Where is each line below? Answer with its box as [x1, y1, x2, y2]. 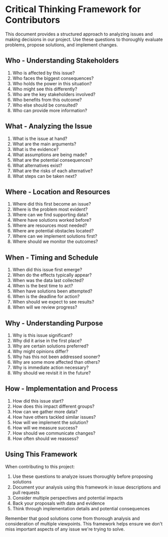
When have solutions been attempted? [12, 288, 93, 294]
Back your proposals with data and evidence [12, 500, 105, 506]
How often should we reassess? [12, 435, 79, 442]
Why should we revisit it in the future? [12, 370, 91, 376]
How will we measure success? [12, 424, 78, 430]
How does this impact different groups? [12, 403, 95, 409]
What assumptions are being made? [12, 152, 87, 158]
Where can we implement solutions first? [12, 233, 98, 239]
